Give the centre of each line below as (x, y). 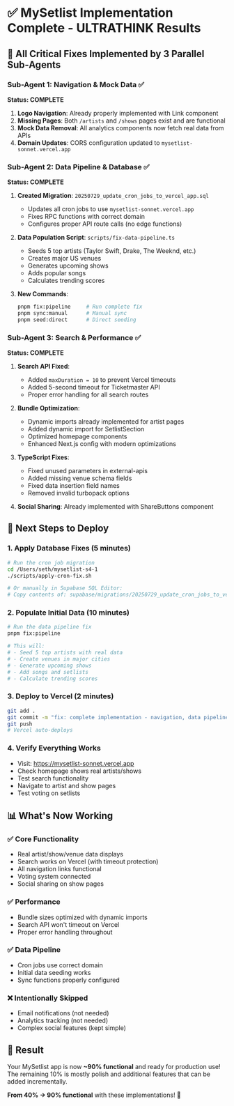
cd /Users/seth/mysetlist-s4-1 (53, 569)
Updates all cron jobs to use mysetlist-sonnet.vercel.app (111, 209)
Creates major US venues (64, 259)
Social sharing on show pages (61, 884)
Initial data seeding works (54, 972)
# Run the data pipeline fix (49, 627)
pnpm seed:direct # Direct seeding (77, 320)
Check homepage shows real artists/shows (79, 771)
